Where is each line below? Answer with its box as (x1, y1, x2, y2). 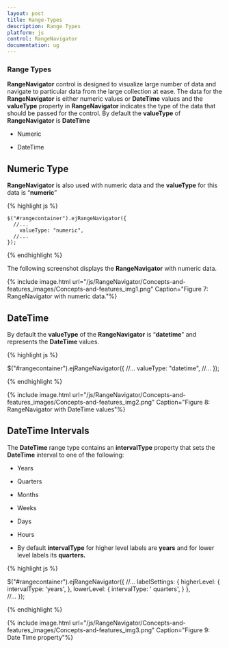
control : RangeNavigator (7, 36, 78, 43)
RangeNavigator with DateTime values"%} (7, 405, 126, 413)
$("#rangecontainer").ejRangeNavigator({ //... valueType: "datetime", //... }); (7, 364, 220, 372)
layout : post (7, 10, 44, 17)
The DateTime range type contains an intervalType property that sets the (7, 443, 215, 451)
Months (16, 490, 39, 499)
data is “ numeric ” (7, 189, 57, 197)
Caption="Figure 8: (156, 398, 211, 406)
